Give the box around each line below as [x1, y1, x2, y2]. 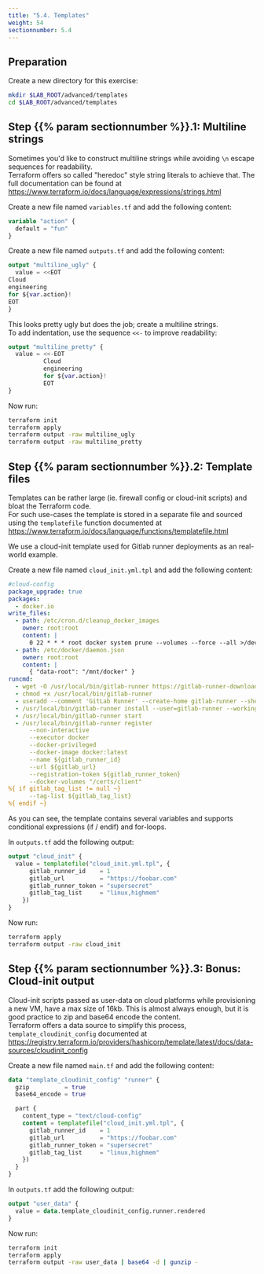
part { [15, 1105, 37, 1113]
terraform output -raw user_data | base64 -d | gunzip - [8, 1258, 199, 1266]
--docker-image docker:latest [28, 748, 128, 757]
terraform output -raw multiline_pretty [8, 438, 143, 446]
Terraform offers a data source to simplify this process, [8, 1020, 187, 1030]
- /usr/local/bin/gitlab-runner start [15, 712, 143, 720]
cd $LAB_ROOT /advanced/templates [8, 99, 118, 107]
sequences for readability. [8, 162, 93, 171]
